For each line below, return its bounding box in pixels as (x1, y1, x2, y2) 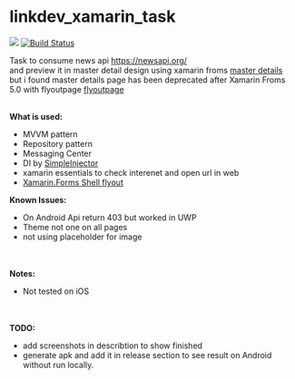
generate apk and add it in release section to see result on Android (22, 349, 272, 360)
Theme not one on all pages (22, 221, 128, 232)
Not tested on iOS (22, 286, 90, 296)
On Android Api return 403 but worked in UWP (22, 211, 197, 223)
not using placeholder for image (22, 231, 143, 242)
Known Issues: (9, 194, 67, 205)
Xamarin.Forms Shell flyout (22, 177, 124, 188)
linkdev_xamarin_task (9, 6, 176, 27)
